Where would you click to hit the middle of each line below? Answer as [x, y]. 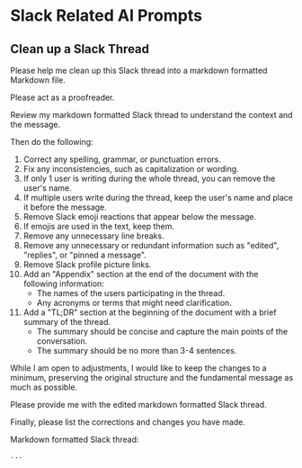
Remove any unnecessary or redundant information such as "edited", [151, 245]
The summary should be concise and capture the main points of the [162, 331]
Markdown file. [38, 80]
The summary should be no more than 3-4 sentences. [137, 351]
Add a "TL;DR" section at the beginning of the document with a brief [150, 312]
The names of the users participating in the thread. [131, 293]
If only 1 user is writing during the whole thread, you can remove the [149, 178]
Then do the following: [52, 142]
